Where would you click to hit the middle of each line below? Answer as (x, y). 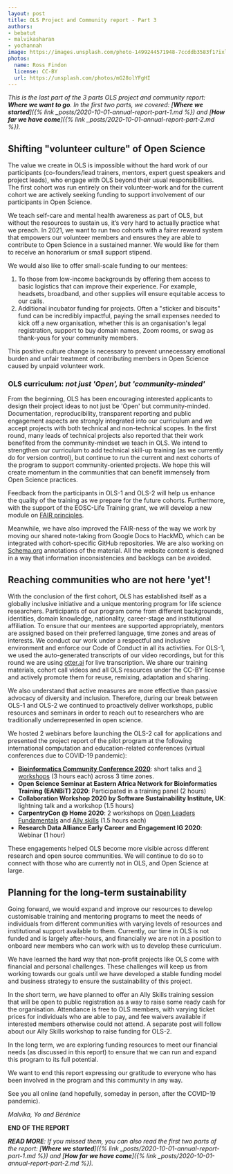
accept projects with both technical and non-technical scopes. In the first (112, 428)
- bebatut (22, 33)
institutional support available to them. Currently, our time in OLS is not (109, 931)
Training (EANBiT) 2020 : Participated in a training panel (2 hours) (112, 791)
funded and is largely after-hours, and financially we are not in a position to (115, 939)
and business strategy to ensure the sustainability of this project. (100, 981)
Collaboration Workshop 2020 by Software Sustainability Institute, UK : (122, 798)
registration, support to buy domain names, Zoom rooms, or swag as (115, 331)
